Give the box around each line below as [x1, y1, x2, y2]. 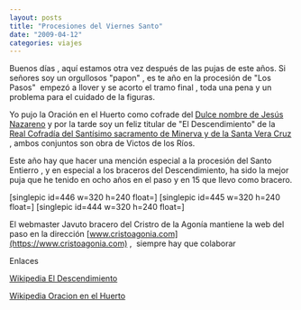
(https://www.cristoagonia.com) [9, 238, 128, 249]
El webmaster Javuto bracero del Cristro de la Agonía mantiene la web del [9, 219, 285, 230]
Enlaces [9, 256, 39, 267]
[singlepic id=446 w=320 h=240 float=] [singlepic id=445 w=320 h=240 [9, 192, 281, 203]
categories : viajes [9, 38, 83, 48]
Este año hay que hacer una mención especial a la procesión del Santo [9, 155, 272, 167]
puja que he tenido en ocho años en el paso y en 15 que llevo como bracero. [9, 175, 293, 186]
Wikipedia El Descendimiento [9, 273, 118, 284]
